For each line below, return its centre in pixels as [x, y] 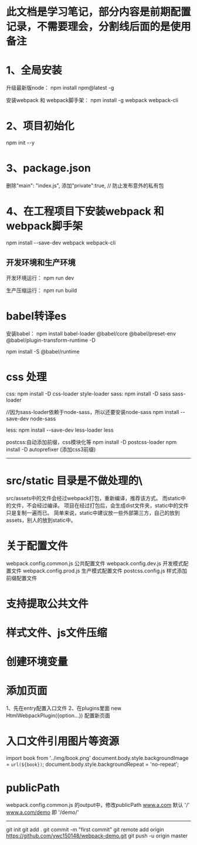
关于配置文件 [37, 546]
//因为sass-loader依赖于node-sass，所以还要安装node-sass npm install [93, 412]
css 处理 [26, 377]
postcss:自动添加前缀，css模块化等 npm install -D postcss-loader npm [91, 442]
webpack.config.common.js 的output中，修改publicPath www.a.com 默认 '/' [98, 805]
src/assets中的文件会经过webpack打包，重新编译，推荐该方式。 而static [94, 498]
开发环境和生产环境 [41, 262]
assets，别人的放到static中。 [41, 520]
